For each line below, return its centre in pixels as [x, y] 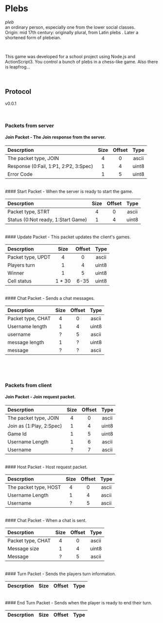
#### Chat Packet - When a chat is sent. [46, 520]
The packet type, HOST [34, 487]
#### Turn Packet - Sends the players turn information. [61, 574]
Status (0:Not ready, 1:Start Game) [47, 219]
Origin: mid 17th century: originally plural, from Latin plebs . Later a [72, 32]
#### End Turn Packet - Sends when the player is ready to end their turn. [79, 603]
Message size [23, 549]
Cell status [19, 281]
